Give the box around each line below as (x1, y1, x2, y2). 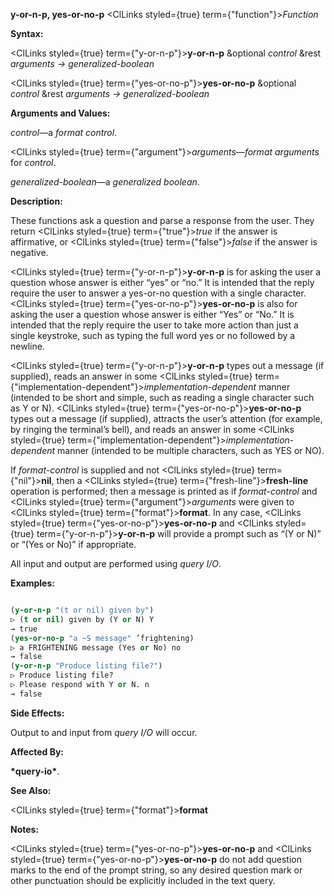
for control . (10, 157, 57, 168)
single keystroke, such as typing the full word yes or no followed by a (10, 330, 296, 341)
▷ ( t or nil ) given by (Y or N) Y (10, 614, 155, 624)
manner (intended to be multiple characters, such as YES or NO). (57, 445, 325, 456)
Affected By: (10, 745, 65, 758)
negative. (10, 247, 49, 258)
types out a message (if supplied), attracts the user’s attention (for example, (10, 413, 323, 424)
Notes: (10, 823, 40, 835)
